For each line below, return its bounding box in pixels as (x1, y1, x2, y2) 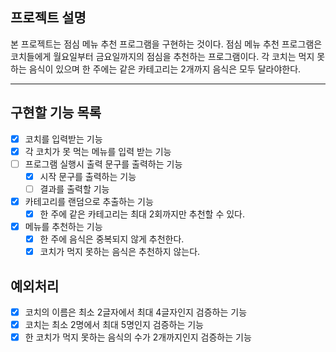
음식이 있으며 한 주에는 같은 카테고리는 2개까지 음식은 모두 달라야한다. (28, 63, 302, 75)
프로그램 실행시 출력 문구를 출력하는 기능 (24, 158, 183, 170)
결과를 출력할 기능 (39, 183, 110, 195)
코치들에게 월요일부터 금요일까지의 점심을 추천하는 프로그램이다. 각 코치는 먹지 (10, 50, 315, 62)
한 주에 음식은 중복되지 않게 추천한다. (39, 233, 185, 245)
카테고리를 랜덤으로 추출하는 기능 (24, 195, 154, 207)
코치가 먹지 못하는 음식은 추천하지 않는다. (39, 246, 201, 258)
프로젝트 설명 (10, 9, 87, 27)
